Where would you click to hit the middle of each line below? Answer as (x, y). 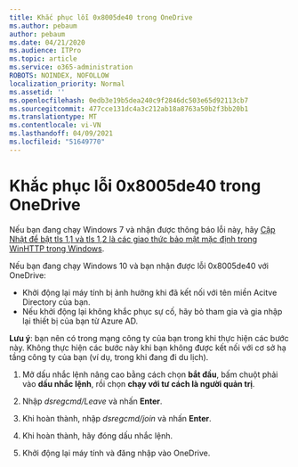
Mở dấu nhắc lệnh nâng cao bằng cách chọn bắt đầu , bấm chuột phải (150, 374)
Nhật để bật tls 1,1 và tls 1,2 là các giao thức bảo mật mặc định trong (133, 239)
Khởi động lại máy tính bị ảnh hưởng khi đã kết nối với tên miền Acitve (149, 292)
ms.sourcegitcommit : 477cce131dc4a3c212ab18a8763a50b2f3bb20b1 (129, 109)
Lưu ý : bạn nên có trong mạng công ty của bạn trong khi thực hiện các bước (149, 338)
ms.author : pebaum (43, 26)
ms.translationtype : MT (53, 117)
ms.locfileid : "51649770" (57, 142)
